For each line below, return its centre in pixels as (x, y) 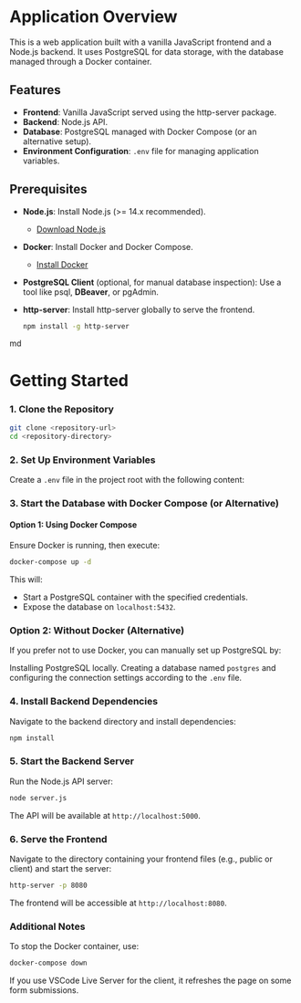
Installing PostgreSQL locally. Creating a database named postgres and (143, 668)
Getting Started (69, 380)
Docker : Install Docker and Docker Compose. (108, 246)
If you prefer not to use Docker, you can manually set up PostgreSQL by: (145, 651)
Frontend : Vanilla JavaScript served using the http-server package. (149, 112)
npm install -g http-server (76, 326)
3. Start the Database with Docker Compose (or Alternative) (145, 503)
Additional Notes (47, 926)
